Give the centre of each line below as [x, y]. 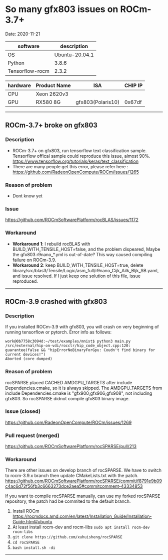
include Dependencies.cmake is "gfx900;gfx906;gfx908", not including [79, 393]
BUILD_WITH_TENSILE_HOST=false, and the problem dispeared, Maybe [86, 249]
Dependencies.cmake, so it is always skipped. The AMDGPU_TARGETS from [84, 388]
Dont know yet [27, 196]
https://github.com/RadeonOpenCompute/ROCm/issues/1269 [68, 422]
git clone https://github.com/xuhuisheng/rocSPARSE [67, 537]
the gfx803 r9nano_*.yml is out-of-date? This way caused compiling [82, 254]
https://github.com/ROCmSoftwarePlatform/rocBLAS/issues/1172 [72, 220]
